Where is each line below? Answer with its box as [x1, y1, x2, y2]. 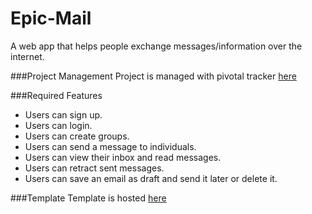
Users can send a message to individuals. [24, 140, 197, 152]
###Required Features [10, 89, 103, 101]
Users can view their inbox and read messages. [24, 151, 222, 163]
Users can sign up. [24, 108, 103, 121]
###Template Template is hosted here [10, 192, 167, 204]
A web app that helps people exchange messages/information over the [10, 40, 303, 52]
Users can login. [24, 119, 93, 131]
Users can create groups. [24, 130, 130, 142]
